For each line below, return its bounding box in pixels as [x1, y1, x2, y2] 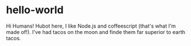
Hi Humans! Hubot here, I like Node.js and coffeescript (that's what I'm [6, 22, 176, 29]
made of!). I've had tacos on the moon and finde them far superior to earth [6, 28, 186, 35]
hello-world [6, 3, 64, 17]
